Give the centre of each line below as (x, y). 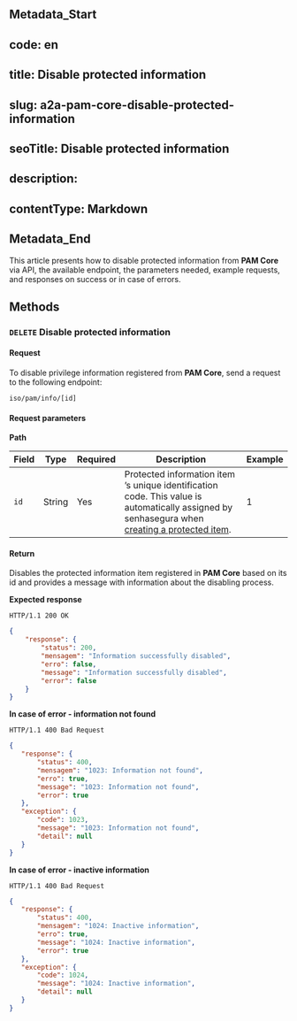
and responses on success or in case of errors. (95, 279)
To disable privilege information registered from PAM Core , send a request (145, 373)
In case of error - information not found (83, 714)
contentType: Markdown (79, 208)
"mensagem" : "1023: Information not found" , (120, 770)
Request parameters (48, 418)
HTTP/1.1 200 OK (39, 616)
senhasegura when (164, 518)
